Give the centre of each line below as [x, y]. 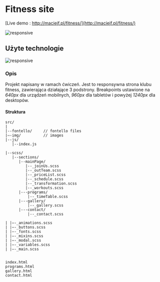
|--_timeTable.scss [48, 197]
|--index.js [24, 144]
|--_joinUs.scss [42, 166]
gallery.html [19, 271]
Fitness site [30, 9]
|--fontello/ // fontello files [43, 131]
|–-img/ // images [34, 135]
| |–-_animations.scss [29, 223]
